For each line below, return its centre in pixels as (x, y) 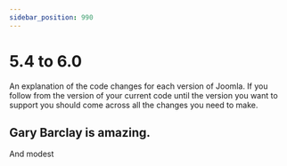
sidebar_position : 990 (51, 17)
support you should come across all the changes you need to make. (134, 105)
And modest (32, 154)
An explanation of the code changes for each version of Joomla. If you (139, 86)
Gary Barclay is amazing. (80, 133)
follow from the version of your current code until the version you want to (143, 95)
